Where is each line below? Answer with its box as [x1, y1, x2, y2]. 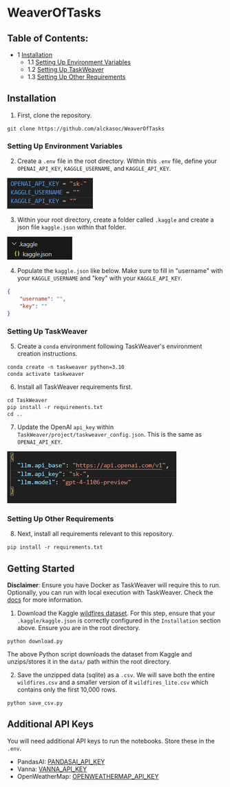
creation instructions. [17, 349, 78, 357]
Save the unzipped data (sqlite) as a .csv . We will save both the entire [17, 671, 216, 679]
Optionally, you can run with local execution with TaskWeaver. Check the [7, 589, 213, 597]
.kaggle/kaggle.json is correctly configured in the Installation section [17, 616, 221, 625]
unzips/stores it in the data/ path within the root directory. [7, 658, 171, 666]
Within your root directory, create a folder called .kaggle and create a [17, 216, 214, 224]
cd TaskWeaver [7, 397, 48, 404]
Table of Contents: [7, 32, 89, 44]
